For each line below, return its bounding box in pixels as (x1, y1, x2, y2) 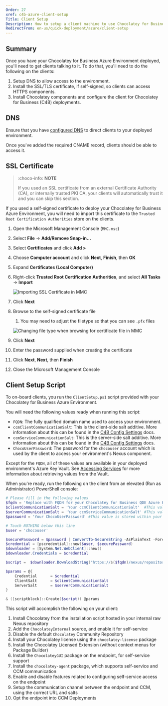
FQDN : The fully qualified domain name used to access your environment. (12, 418, 162, 425)
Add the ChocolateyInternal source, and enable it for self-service (12, 626, 148, 632)
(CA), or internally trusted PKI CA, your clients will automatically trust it (17, 190, 163, 196)
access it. (5, 147, 25, 153)
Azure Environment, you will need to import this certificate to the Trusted (5, 210, 155, 216)
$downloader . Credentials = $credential (5, 551, 89, 556)
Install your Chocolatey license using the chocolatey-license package (12, 636, 157, 642)
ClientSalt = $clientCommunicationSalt (14, 578, 109, 583)
